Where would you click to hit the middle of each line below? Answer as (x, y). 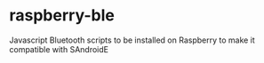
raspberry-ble (62, 16)
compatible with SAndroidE (59, 49)
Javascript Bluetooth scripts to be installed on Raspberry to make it (132, 40)
